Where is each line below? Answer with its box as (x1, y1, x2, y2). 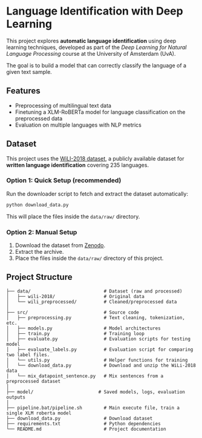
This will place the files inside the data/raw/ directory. (6, 213, 140, 220)
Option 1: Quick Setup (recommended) (6, 176, 122, 185)
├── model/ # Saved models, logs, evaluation (6, 389, 186, 395)
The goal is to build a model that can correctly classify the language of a (6, 62, 186, 69)
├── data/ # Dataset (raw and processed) (6, 288, 183, 294)
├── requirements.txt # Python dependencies (6, 420, 161, 426)
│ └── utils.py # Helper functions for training (6, 357, 188, 363)
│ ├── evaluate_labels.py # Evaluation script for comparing (6, 347, 194, 353)
